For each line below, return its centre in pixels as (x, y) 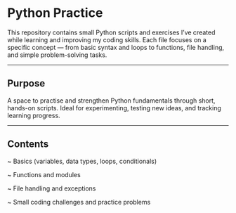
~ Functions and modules (44, 174)
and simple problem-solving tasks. (57, 55)
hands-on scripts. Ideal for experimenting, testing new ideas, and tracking (114, 108)
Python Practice (55, 13)
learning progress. (34, 115)
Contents (28, 144)
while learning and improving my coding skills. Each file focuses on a (107, 39)
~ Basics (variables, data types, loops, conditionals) (82, 161)
